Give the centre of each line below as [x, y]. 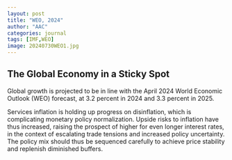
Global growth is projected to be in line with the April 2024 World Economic [115, 90]
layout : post [26, 14]
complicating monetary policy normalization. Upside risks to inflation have [113, 119]
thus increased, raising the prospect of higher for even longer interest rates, [116, 127]
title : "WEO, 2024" [35, 20]
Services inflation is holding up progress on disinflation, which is [99, 111]
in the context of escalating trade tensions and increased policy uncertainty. [116, 134]
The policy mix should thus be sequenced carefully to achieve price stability [116, 141]
